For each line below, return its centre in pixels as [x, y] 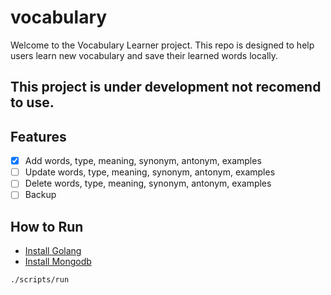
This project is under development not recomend [166, 87]
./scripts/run [40, 280]
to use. [32, 102]
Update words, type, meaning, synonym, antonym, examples [150, 172]
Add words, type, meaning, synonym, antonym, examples [143, 161]
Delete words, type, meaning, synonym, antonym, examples [148, 183]
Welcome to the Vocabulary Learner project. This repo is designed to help [162, 45]
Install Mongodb [58, 262]
